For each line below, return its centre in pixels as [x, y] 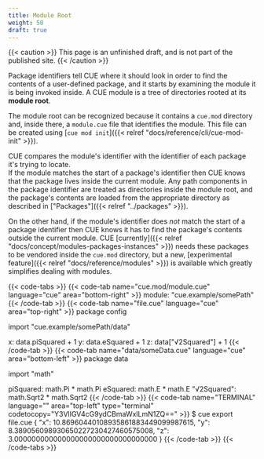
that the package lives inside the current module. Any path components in [128, 181]
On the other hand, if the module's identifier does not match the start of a [127, 221]
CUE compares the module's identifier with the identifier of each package [127, 156]
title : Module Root [40, 15]
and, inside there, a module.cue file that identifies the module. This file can [128, 124]
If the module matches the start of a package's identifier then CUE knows [127, 173]
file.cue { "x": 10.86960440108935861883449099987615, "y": [109, 423]
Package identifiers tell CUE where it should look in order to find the [118, 76]
